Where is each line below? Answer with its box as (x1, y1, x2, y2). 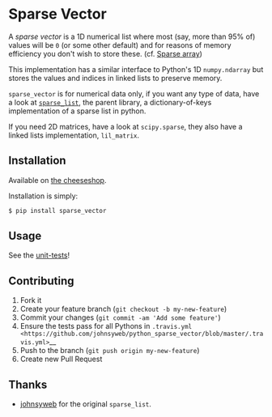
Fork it (19, 296, 42, 305)
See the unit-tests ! (8, 250, 70, 260)
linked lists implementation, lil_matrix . (8, 130, 140, 140)
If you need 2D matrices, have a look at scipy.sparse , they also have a (8, 121, 243, 131)
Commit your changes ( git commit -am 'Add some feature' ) (19, 313, 221, 322)
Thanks (8, 377, 48, 391)
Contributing (8, 274, 74, 287)
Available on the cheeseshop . (8, 175, 107, 185)
